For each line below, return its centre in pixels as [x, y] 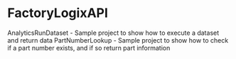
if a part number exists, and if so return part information [89, 48]
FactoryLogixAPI [58, 13]
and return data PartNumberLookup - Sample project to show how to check [118, 40]
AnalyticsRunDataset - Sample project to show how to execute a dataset [113, 33]
